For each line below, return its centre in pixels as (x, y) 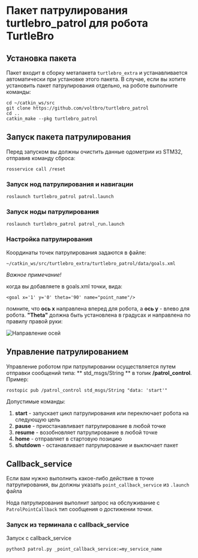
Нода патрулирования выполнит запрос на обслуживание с (83, 503)
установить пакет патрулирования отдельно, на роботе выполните (92, 85)
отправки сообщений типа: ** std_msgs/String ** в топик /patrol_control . (99, 373)
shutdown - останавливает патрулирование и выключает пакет (97, 445)
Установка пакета (41, 58)
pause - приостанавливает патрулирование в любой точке (90, 426)
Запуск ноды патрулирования (52, 212)
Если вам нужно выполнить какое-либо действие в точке (80, 479)
